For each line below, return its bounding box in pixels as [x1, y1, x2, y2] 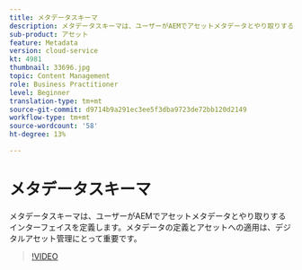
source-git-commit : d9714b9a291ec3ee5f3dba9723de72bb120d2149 [9, 105, 247, 114]
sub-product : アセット [9, 30, 89, 39]
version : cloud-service [9, 47, 99, 56]
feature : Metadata [9, 38, 78, 48]
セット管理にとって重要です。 [32, 232, 142, 243]
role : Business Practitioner [9, 80, 119, 89]
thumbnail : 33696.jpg [9, 64, 91, 73]
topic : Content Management [9, 72, 111, 81]
